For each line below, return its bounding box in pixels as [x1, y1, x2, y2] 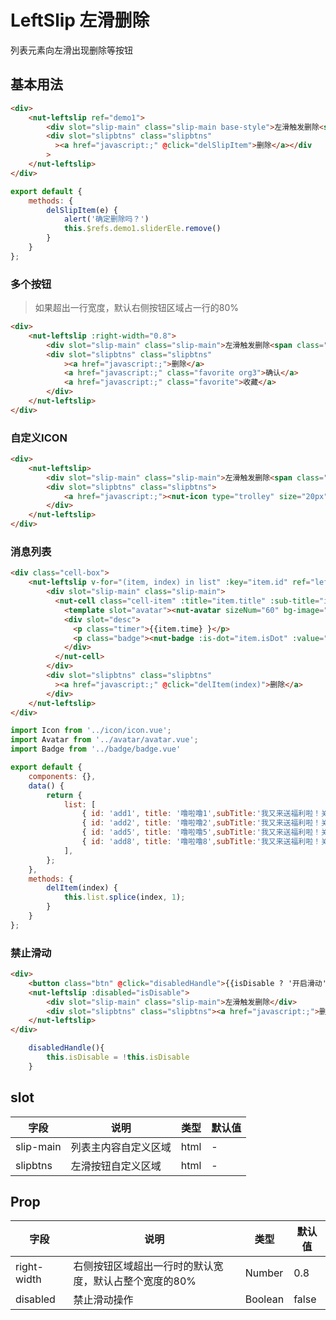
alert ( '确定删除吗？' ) [63, 214, 150, 225]
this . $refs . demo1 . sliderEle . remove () [63, 224, 222, 234]
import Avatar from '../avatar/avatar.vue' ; [10, 735, 199, 745]
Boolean [244, 1292, 285, 1306]
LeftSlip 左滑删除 [10, 9, 150, 32]
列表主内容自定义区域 [70, 1140, 172, 1154]
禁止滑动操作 [73, 1293, 134, 1307]
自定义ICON [10, 431, 68, 445]
